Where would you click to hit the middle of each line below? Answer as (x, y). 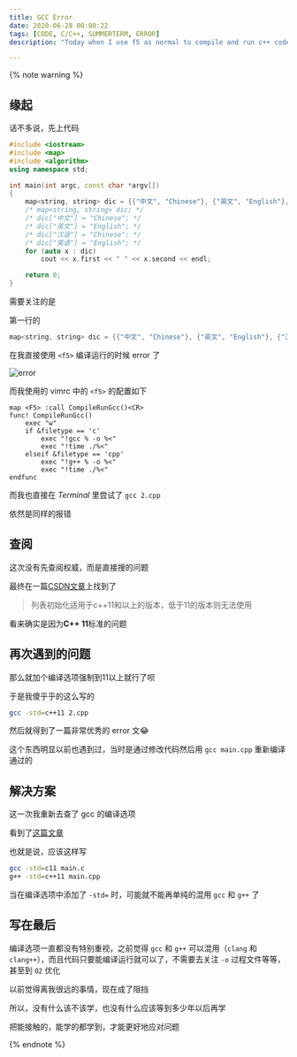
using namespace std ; (49, 169)
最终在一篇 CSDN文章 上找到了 (63, 586)
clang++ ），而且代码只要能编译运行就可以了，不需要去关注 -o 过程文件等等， (147, 959)
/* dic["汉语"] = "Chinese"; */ (83, 234)
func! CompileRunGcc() (51, 415)
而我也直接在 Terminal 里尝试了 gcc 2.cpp (85, 494)
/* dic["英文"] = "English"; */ (83, 226)
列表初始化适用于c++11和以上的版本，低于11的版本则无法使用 (141, 605)
